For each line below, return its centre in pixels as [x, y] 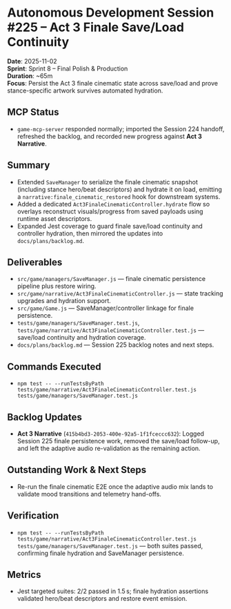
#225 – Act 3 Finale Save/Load [96, 27]
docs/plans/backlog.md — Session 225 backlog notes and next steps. [115, 345]
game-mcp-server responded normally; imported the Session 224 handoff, [121, 128]
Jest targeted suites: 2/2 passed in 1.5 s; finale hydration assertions [113, 591]
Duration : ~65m [30, 76]
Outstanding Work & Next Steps [77, 470]
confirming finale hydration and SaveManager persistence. [100, 553]
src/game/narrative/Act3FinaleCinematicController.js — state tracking [120, 293]
